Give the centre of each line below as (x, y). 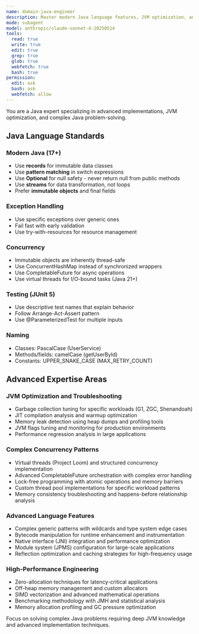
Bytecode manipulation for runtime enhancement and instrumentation (99, 534)
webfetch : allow (31, 94)
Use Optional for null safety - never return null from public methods (97, 178)
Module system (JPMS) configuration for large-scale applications (94, 547)
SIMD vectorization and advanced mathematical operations (87, 595)
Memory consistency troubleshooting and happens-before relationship (101, 494)
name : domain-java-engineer (41, 12)
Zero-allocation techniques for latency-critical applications (86, 582)
